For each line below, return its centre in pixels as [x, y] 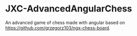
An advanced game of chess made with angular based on [65, 22]
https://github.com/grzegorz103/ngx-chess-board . [58, 27]
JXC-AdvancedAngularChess [69, 9]
